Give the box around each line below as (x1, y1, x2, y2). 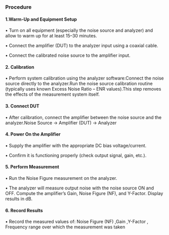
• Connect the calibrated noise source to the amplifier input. (5, 52, 131, 59)
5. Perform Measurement (5, 164, 59, 170)
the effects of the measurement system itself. (5, 91, 100, 97)
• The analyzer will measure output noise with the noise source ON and (5, 185, 154, 191)
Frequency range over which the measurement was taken (5, 224, 125, 230)
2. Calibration (5, 64, 34, 70)
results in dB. (5, 195, 33, 202)
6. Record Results (5, 207, 43, 213)
